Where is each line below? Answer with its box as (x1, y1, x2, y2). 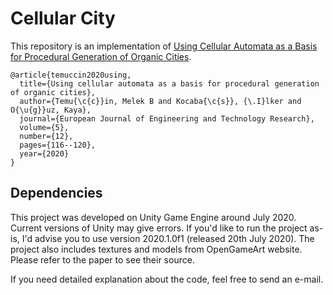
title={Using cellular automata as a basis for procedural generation (19, 78, 320, 89)
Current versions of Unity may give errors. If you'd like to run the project (10, 222, 308, 234)
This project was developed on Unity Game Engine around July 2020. (10, 211, 297, 223)
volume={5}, (19, 122, 70, 132)
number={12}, (19, 131, 74, 141)
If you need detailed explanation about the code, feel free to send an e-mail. (10, 273, 324, 285)
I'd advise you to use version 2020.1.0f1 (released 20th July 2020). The (21, 232, 315, 244)
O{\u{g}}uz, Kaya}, (10, 105, 92, 115)
